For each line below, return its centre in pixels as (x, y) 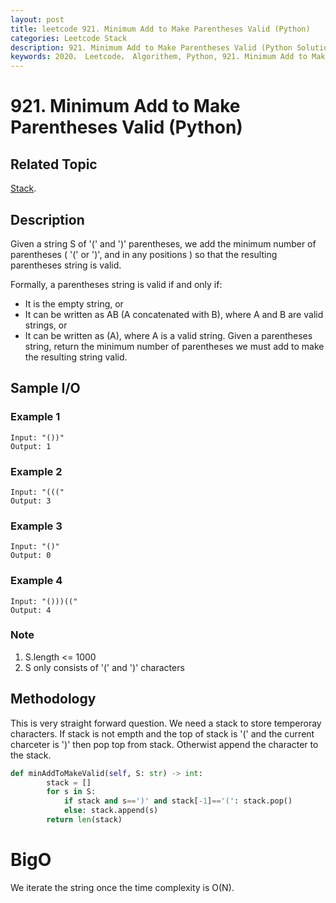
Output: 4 (31, 610)
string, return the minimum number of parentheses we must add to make (174, 346)
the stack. (31, 755)
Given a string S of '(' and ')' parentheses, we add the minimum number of (163, 243)
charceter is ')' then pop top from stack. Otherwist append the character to (164, 744)
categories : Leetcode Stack (69, 38)
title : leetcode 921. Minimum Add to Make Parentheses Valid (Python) (160, 29)
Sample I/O (45, 388)
